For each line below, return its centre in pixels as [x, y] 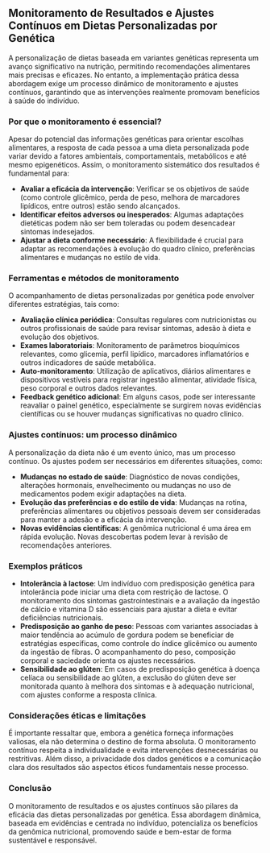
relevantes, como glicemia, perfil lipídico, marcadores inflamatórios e [135, 354]
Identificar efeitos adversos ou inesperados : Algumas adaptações [132, 215]
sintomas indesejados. [57, 232]
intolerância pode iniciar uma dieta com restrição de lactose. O [124, 592]
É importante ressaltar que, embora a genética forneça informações [121, 733]
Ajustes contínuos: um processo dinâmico [93, 435]
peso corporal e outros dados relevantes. [88, 388]
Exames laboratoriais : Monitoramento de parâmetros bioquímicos [130, 346]
